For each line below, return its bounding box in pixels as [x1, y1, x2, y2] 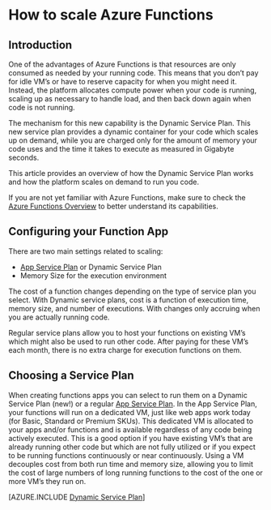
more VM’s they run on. [8, 476, 87, 486]
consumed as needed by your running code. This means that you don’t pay [8, 68, 259, 78]
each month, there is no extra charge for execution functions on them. [8, 345, 243, 354]
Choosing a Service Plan [8, 369, 135, 383]
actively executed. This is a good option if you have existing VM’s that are [8, 433, 253, 443]
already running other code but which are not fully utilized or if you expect [8, 442, 256, 452]
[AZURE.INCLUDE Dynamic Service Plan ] [8, 492, 146, 502]
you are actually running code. [8, 312, 110, 322]
